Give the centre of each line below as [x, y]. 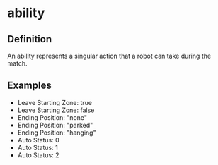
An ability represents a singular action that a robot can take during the [109, 56]
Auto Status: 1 [38, 147]
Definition [29, 39]
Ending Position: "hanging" [57, 133]
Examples [29, 86]
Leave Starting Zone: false [56, 110]
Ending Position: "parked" [55, 125]
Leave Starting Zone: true [55, 102]
